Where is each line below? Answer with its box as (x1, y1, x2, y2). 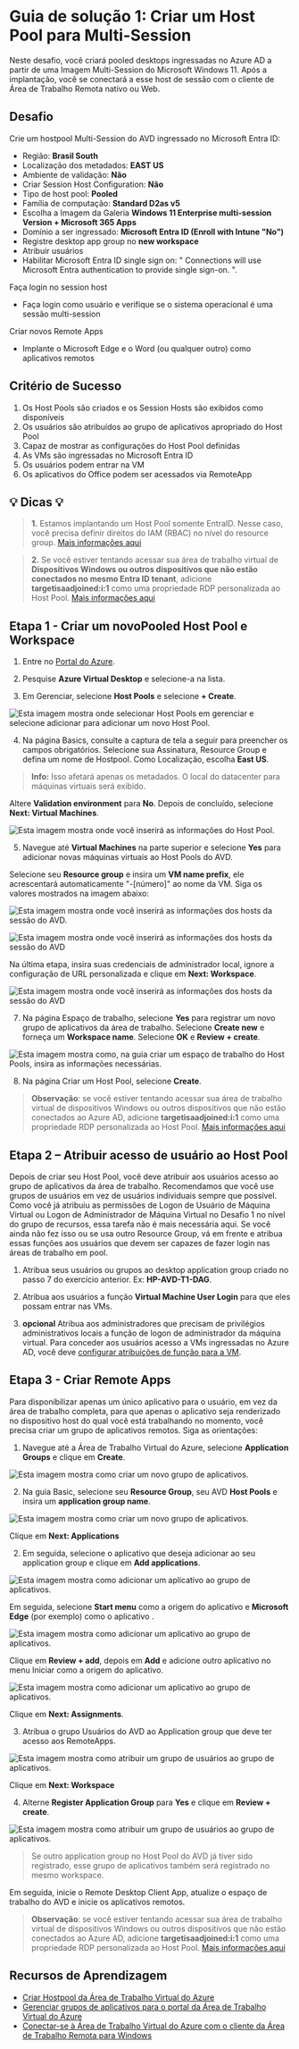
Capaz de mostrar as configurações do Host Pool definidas (21, 440, 241, 451)
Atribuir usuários (21, 245, 84, 256)
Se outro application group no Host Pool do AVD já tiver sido (30, 1851, 253, 1861)
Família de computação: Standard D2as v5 (21, 198, 180, 208)
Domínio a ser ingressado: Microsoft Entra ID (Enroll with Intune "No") (21, 226, 284, 237)
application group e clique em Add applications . (21, 1557, 201, 1568)
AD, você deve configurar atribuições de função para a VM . (21, 1347, 242, 1357)
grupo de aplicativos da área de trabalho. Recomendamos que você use (9, 1181, 274, 1191)
